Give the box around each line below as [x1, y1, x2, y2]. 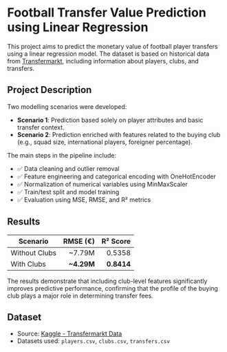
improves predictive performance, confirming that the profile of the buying [7, 284, 219, 292]
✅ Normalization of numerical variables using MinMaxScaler [17, 180, 188, 188]
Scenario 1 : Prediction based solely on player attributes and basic [17, 116, 204, 124]
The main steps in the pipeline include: [7, 151, 117, 159]
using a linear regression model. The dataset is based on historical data [7, 50, 210, 58]
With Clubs [10, 259, 46, 269]
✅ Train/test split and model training [17, 187, 120, 196]
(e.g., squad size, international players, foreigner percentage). [17, 138, 193, 146]
